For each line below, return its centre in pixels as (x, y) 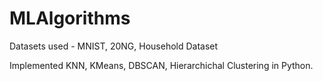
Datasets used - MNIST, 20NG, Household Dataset (114, 46)
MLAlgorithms (70, 18)
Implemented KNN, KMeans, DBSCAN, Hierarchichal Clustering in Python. (161, 65)
